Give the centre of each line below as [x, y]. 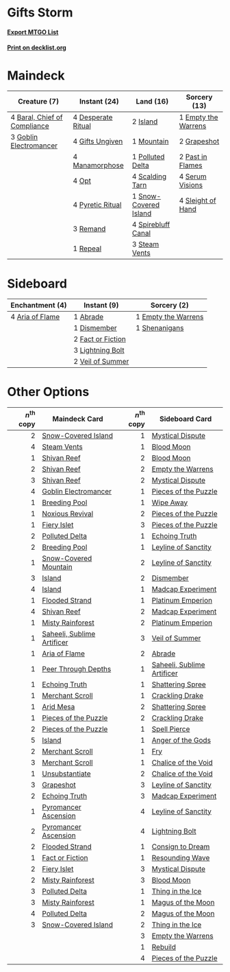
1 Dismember [95, 328]
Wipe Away [170, 502]
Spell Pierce [171, 729]
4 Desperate [93, 117]
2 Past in [193, 157]
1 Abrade [89, 317]
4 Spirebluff [151, 224]
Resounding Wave [181, 857]
